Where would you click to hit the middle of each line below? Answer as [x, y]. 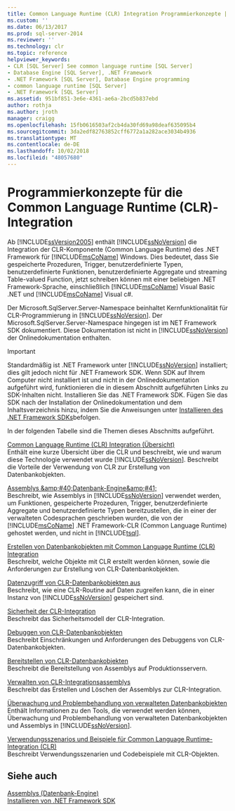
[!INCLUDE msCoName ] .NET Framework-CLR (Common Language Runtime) [117, 525]
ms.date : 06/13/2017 [38, 27]
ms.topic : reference [38, 53]
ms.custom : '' [28, 20]
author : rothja [29, 106]
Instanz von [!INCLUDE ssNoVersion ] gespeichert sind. [86, 597]
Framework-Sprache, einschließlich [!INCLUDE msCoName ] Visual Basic [111, 286]
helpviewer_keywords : [39, 60]
